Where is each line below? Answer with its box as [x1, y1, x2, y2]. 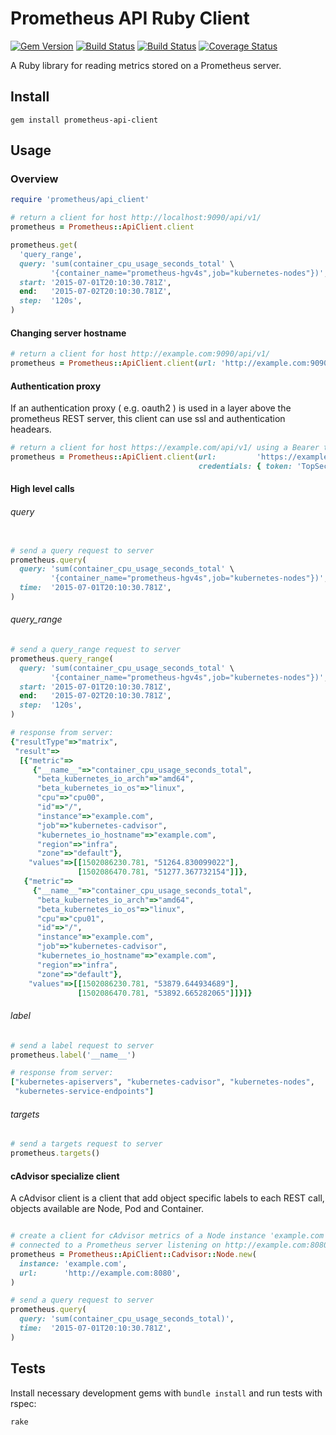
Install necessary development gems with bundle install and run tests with [10, 1387, 323, 1399]
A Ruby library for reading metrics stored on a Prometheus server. [10, 59, 282, 71]
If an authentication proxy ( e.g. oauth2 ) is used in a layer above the [10, 402, 292, 414]
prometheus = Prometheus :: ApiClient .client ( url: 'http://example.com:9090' [10, 358, 333, 369]
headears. [10, 423, 52, 436]
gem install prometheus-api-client [10, 115, 159, 125]
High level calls [10, 483, 75, 495]
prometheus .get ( [10, 240, 78, 251]
